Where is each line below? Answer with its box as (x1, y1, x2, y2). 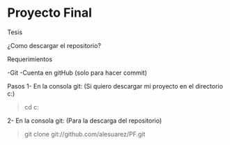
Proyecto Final (7, 5, 93, 21)
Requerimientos (7, 54, 53, 63)
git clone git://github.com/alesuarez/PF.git (24, 130, 146, 138)
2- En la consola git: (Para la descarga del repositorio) (7, 116, 162, 125)
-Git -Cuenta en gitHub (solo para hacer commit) (7, 68, 148, 77)
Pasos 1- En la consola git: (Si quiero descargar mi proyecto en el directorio (7, 82, 223, 90)
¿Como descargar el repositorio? (7, 41, 101, 49)
